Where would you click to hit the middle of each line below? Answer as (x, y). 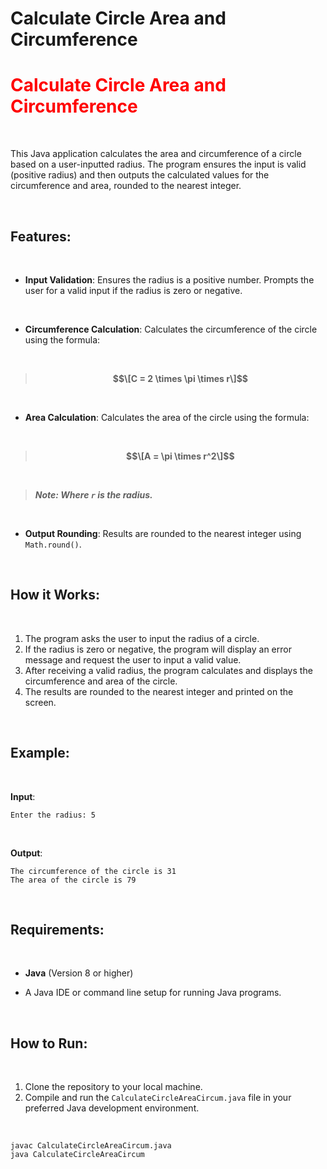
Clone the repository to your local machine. (113, 1087)
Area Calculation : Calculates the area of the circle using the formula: (167, 417)
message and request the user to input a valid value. (133, 659)
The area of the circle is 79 (73, 880)
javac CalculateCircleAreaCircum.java (91, 1146)
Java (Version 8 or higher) (79, 973)
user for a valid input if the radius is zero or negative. (133, 290)
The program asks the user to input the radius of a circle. (142, 638)
